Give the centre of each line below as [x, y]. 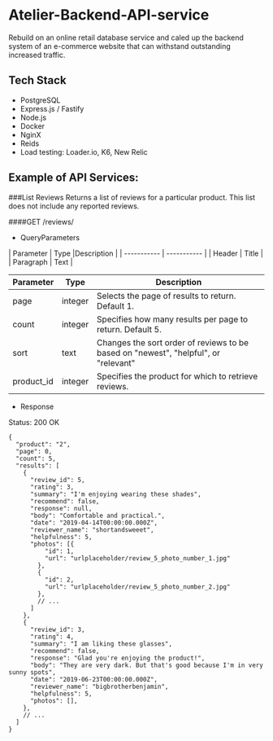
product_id [33, 381]
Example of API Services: [74, 178]
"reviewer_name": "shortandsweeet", [92, 530]
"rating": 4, [52, 637]
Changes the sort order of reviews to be [173, 342]
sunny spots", [32, 672]
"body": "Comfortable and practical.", [97, 515]
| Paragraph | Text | [41, 261]
